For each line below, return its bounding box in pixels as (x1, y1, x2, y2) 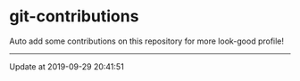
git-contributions (9, 6, 139, 27)
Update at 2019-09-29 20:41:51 (9, 61, 125, 72)
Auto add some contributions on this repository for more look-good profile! (9, 36, 284, 46)
